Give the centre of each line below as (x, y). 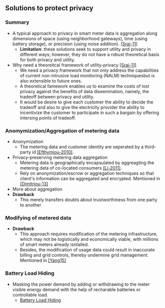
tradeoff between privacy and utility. (57, 97)
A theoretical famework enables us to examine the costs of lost (84, 86)
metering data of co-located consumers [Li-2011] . (71, 168)
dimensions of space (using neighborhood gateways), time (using (80, 38)
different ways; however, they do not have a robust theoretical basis (89, 54)
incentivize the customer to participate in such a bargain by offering (89, 112)
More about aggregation (37, 189)
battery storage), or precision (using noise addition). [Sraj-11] (75, 44)
